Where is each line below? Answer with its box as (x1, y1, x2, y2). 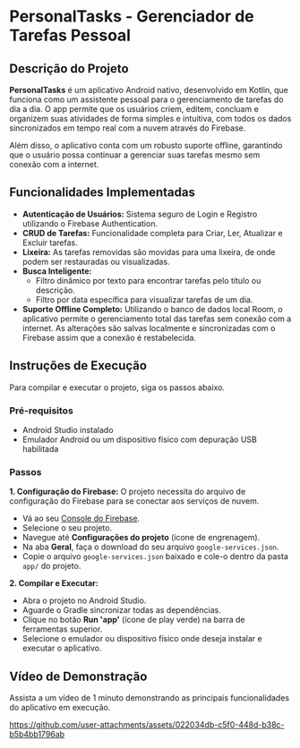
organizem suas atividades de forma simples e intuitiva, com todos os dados (9, 114, 292, 123)
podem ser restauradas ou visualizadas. (21, 256, 170, 267)
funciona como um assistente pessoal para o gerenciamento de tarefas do (9, 94, 284, 105)
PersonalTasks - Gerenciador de (9, 6, 255, 27)
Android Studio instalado (21, 424, 114, 435)
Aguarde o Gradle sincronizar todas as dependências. (21, 605, 222, 616)
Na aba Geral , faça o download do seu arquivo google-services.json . (21, 541, 279, 552)
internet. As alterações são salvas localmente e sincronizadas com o (21, 322, 276, 333)
